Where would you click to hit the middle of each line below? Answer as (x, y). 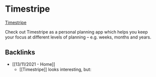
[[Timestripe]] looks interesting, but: (55, 69)
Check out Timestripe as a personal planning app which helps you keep (77, 32)
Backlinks (20, 52)
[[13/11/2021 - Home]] (34, 64)
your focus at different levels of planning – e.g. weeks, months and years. (78, 37)
